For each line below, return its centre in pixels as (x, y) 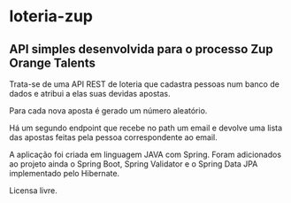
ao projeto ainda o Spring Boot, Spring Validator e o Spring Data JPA (134, 164)
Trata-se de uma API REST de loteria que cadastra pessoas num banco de (145, 84)
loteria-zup (51, 16)
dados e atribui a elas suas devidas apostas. (90, 94)
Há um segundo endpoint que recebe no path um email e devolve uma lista (146, 128)
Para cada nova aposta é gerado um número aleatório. (108, 111)
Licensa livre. (33, 191)
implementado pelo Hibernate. (65, 173)
